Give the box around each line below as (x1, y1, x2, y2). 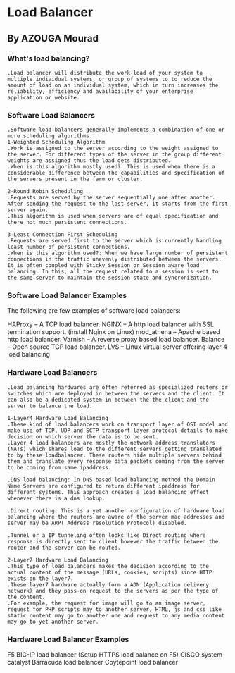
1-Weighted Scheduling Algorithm (7, 139, 106, 146)
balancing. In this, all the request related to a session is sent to (7, 268, 219, 276)
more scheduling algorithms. (7, 132, 93, 140)
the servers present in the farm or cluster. (7, 175, 143, 183)
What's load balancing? (7, 54, 90, 63)
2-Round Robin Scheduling (7, 188, 83, 195)
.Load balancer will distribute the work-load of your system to (7, 69, 203, 76)
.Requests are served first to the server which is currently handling (7, 237, 222, 245)
